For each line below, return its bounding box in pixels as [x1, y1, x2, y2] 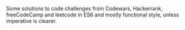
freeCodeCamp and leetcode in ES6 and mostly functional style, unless [6, 11, 179, 18]
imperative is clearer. [6, 18, 57, 24]
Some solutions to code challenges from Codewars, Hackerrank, [6, 5, 163, 12]
